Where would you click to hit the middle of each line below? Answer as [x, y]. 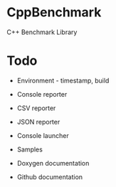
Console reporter [42, 94]
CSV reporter [36, 108]
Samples [30, 149]
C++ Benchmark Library [42, 32]
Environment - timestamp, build [63, 80]
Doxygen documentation [53, 163]
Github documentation [50, 177]
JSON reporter [38, 122]
